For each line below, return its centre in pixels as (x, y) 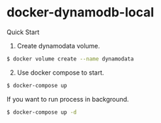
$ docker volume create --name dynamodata (70, 59)
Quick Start (23, 32)
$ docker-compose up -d (42, 112)
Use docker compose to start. (60, 73)
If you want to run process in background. (68, 99)
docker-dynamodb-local (80, 12)
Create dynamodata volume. (59, 46)
